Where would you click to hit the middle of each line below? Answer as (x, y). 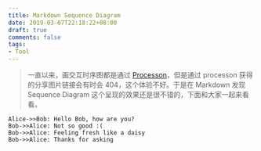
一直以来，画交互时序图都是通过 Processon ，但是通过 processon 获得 (140, 75)
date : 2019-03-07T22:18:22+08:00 (63, 23)
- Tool (19, 52)
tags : (17, 45)
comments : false (34, 37)
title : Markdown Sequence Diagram (65, 15)
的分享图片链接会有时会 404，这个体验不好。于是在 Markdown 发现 (136, 84)
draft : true (27, 30)
